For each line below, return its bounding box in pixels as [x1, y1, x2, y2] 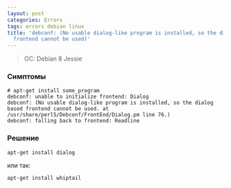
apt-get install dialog [7, 149, 76, 156]
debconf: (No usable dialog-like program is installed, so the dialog [7, 99, 214, 107]
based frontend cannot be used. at [7, 105, 109, 112]
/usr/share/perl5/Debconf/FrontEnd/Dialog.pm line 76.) [7, 112, 170, 118]
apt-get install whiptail [7, 174, 81, 181]
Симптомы [7, 72, 47, 81]
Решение [7, 134, 40, 143]
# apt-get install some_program [7, 87, 100, 94]
